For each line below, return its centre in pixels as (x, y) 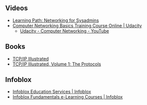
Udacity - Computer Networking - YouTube (64, 31)
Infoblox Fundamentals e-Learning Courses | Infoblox (67, 97)
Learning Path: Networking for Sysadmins (56, 20)
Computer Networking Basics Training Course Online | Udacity (77, 25)
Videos (17, 8)
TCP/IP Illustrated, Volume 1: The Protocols (57, 64)
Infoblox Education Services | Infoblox (52, 91)
